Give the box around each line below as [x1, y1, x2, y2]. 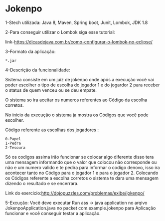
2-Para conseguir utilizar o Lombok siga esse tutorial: [5, 29, 115, 35]
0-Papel [5, 136, 21, 141]
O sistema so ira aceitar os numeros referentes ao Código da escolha [5, 97, 148, 103]
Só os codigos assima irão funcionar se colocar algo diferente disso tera [5, 154, 154, 160]
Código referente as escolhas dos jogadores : [5, 127, 99, 133]
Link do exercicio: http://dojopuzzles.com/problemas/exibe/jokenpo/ [5, 190, 145, 196]
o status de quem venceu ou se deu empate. [5, 87, 97, 93]
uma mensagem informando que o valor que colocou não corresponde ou [5, 159, 157, 165]
